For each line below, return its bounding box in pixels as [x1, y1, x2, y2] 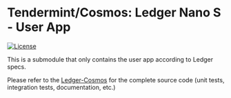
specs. [7, 62, 26, 71]
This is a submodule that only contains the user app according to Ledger [7, 55, 214, 63]
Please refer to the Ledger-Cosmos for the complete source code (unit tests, [7, 75, 225, 84]
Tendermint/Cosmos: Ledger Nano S [7, 5, 221, 21]
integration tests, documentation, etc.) [7, 83, 116, 91]
